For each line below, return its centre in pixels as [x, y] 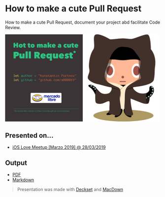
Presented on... [29, 135]
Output [16, 163]
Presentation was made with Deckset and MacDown [70, 190]
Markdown [23, 180]
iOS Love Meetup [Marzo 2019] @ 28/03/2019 [59, 147]
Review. [13, 27]
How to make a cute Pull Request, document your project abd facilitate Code [83, 22]
